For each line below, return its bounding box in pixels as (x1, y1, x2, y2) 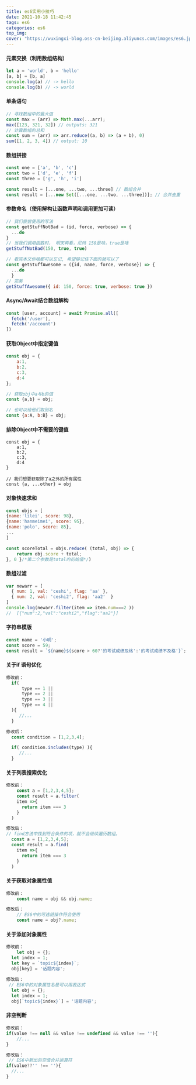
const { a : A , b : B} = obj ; (6, 413, 66, 418)
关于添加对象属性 (6, 931, 47, 938)
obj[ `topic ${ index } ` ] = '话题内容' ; (11, 998, 97, 1004)
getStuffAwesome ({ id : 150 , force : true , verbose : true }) (6, 283, 153, 290)
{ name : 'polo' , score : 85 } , (6, 524, 72, 530)
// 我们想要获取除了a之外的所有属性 (6, 476, 82, 482)
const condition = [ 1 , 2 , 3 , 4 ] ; (11, 734, 85, 740)
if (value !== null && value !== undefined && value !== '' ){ (6, 1031, 158, 1036)
